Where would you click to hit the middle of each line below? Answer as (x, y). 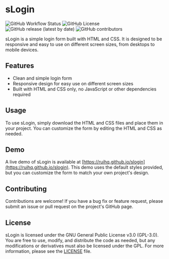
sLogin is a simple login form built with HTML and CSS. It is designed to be (84, 39)
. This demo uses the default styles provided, (116, 168)
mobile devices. (22, 50)
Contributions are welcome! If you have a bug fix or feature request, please (84, 201)
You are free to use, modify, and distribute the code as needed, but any (80, 240)
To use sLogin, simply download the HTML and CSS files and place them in (84, 123)
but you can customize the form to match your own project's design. (77, 173)
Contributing (26, 189)
